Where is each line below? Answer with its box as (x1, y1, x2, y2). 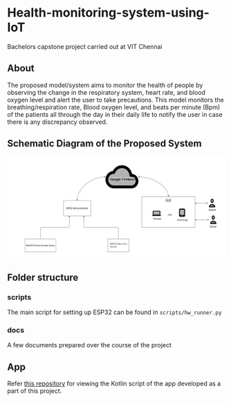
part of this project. (7, 387, 62, 395)
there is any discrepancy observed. (7, 118, 108, 126)
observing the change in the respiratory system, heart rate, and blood (7, 88, 206, 96)
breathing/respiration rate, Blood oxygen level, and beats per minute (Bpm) (7, 102, 221, 111)
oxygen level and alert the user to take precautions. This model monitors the (7, 95, 225, 104)
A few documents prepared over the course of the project (7, 341, 172, 349)
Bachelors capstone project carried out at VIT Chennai (7, 42, 163, 51)
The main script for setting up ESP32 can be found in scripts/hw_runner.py (7, 308, 222, 316)
